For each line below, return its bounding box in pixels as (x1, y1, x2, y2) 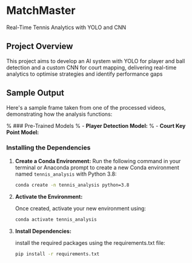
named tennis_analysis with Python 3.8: (15, 170, 117, 178)
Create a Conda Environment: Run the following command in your (15, 157, 181, 164)
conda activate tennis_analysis (15, 216, 97, 222)
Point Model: (6, 128, 39, 136)
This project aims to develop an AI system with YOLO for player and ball (6, 57, 185, 64)
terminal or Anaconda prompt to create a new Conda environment (15, 164, 180, 171)
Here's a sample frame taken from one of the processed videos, (6, 104, 166, 111)
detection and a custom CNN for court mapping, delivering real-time (6, 64, 177, 71)
